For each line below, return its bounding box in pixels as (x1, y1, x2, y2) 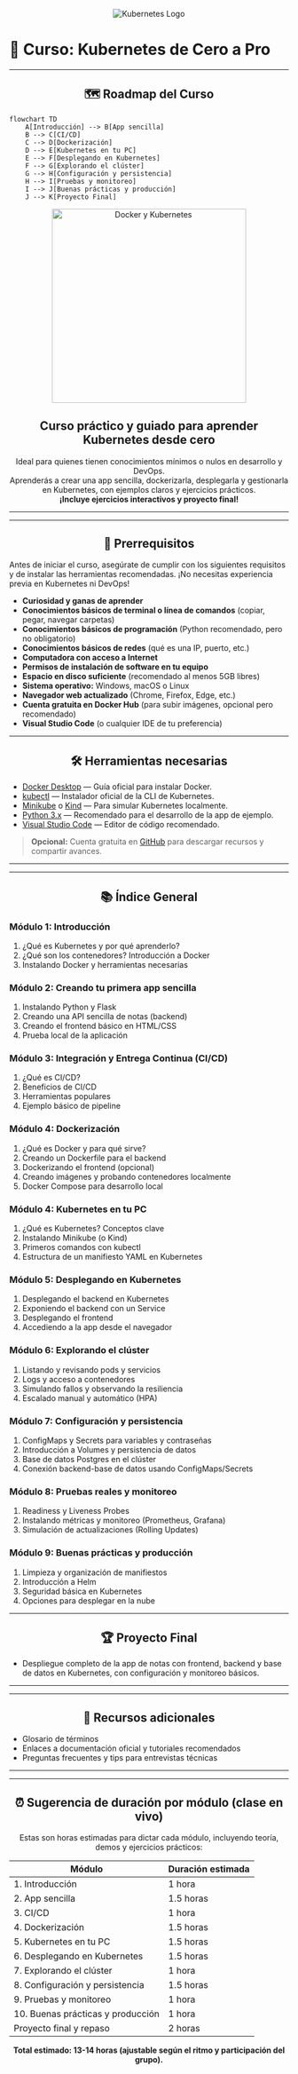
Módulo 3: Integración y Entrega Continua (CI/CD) (9, 1052, 229, 1065)
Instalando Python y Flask (21, 1001, 117, 1012)
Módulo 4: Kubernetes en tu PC (9, 1203, 147, 1215)
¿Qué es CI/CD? (21, 1073, 82, 1083)
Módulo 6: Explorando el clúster (9, 1344, 150, 1357)
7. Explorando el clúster (13, 1964, 113, 1976)
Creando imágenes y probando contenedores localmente (21, 1171, 231, 1182)
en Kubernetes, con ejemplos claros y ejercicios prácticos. (42, 484, 256, 495)
